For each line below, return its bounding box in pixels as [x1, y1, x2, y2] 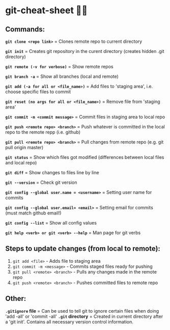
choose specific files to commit [5, 89, 71, 95]
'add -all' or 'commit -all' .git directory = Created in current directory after [5, 313, 163, 319]
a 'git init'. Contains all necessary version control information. [5, 318, 133, 325]
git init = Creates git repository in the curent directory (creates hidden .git [5, 48, 164, 54]
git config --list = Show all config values [5, 220, 97, 226]
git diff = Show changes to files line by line [5, 170, 99, 175]
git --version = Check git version [5, 179, 77, 185]
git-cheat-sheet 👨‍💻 [5, 5, 88, 16]
